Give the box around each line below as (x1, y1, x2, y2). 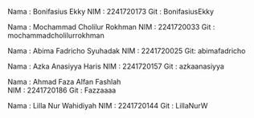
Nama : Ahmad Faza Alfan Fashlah (7, 77, 121, 86)
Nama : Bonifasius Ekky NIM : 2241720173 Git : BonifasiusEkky (7, 7, 215, 16)
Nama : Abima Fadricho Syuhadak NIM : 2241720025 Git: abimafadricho (7, 46, 246, 55)
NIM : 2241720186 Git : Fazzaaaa (7, 85, 117, 95)
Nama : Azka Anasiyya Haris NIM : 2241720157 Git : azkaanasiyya (7, 61, 224, 71)
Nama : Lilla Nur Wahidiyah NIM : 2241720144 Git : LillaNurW (7, 101, 208, 110)
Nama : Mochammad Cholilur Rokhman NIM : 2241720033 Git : (7, 22, 215, 31)
